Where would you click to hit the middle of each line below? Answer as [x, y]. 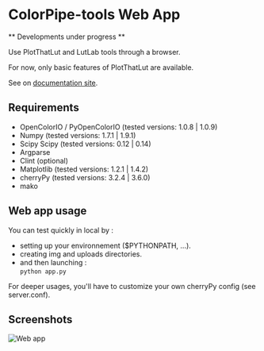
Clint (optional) [44, 160]
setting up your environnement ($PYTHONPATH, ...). [105, 245]
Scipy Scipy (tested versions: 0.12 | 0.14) [86, 144]
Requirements [44, 108]
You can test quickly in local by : [61, 230]
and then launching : [53, 262]
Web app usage [48, 211]
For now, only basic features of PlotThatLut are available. [101, 67]
